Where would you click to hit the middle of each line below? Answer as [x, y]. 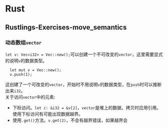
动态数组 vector [23, 42]
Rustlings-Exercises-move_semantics [66, 27]
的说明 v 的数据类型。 [26, 60]
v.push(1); [21, 74]
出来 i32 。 [15, 90]
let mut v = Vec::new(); [36, 70]
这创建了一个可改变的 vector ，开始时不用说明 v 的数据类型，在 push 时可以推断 [83, 84]
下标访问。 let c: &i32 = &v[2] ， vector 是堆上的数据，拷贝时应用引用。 [87, 107]
